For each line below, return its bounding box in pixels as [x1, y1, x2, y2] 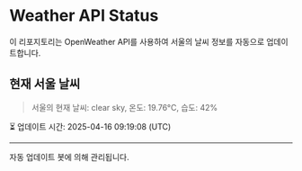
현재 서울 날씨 [9, 76, 81, 92]
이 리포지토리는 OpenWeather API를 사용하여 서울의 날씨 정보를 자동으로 [9, 36, 265, 47]
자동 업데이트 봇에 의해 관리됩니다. [9, 151, 129, 162]
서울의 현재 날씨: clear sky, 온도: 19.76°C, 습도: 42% [31, 102, 218, 112]
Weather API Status [9, 5, 159, 26]
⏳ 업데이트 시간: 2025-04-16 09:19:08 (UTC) [9, 121, 172, 131]
